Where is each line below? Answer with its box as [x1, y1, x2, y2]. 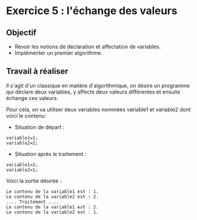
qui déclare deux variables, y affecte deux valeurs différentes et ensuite [6, 88, 180, 95]
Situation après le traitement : [14, 150, 87, 157]
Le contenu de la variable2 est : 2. [6, 194, 99, 199]
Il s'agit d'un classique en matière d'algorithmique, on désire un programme [6, 82, 190, 89]
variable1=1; [6, 135, 38, 141]
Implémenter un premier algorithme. [14, 49, 103, 56]
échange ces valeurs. [6, 94, 58, 101]
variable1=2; [6, 162, 38, 168]
